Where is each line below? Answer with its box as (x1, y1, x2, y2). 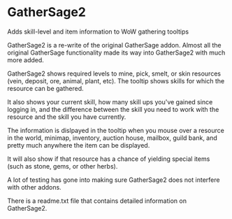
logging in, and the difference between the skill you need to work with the (7, 105, 219, 113)
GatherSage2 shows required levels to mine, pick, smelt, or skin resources (7, 69, 222, 78)
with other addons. (7, 183, 61, 191)
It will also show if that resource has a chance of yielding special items (7, 155, 210, 163)
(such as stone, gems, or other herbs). (7, 162, 118, 170)
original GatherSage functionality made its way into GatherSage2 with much (7, 48, 226, 57)
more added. (7, 55, 44, 64)
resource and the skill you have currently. (7, 113, 126, 121)
